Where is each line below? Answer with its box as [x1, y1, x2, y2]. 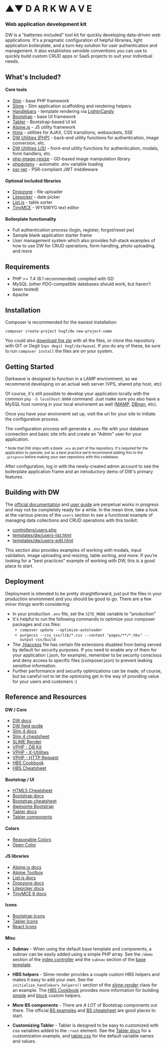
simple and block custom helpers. [12, 992, 82, 999]
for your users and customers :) [12, 678, 78, 684]
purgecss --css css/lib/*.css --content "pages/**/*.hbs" [19, 633, 143, 638]
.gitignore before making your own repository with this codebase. [5, 454, 119, 460]
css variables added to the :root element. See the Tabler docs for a [12, 1028, 151, 1034]
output [19, 637, 34, 642]
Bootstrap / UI [5, 776, 35, 783]
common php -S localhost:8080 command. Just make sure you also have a [5, 396, 160, 402]
